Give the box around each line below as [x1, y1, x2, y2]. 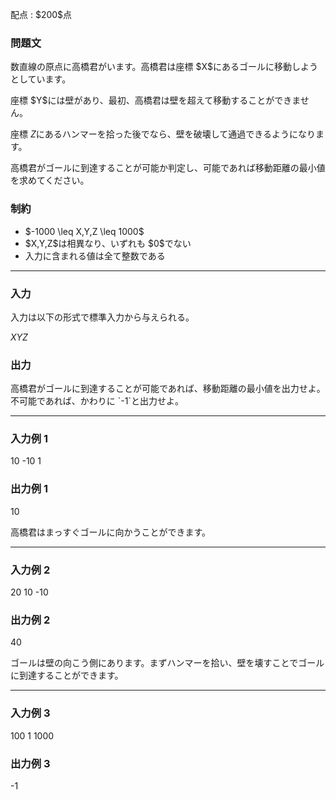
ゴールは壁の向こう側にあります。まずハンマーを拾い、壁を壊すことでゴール [10, 657, 325, 669]
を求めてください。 [10, 174, 90, 187]
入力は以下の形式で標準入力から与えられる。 [10, 311, 195, 323]
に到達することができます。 [10, 669, 124, 682]
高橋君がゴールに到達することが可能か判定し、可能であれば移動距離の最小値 [10, 162, 326, 174]
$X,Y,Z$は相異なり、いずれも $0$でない [24, 237, 192, 249]
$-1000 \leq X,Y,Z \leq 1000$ [24, 225, 145, 237]
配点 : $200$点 [10, 9, 73, 20]
